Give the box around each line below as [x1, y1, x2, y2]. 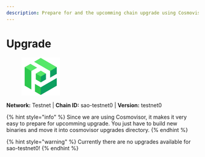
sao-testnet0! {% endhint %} [6, 144, 79, 152]
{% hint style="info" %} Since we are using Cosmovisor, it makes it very [6, 113, 187, 120]
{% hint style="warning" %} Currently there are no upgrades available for [6, 138, 191, 145]
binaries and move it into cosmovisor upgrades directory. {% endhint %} [6, 126, 189, 133]
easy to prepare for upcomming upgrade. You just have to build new [6, 119, 178, 127]
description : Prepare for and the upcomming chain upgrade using [6, 10, 176, 16]
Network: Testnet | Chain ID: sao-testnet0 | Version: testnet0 [6, 101, 162, 109]
